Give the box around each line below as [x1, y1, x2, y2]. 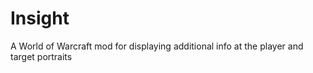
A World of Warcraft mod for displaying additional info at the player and [10, 40, 304, 52]
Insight [10, 7, 70, 30]
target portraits [10, 50, 73, 62]
